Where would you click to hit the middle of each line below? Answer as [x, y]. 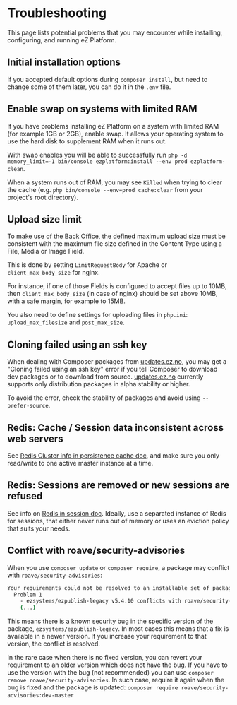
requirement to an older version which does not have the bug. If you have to [117, 665]
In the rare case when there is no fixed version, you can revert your [105, 658]
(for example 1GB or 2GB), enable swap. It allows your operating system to [115, 134]
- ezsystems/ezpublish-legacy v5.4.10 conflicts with [101, 601]
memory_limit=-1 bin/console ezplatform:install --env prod [98, 161]
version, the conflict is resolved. [54, 644]
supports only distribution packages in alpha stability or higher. [99, 384]
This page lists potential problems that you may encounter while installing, [115, 32]
